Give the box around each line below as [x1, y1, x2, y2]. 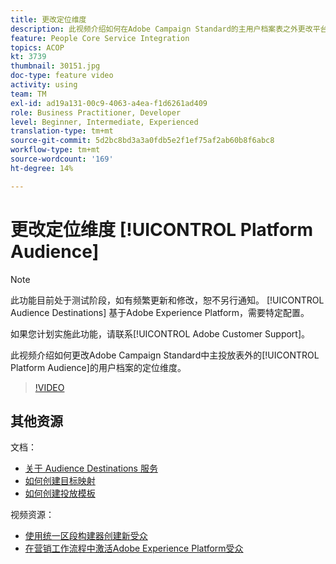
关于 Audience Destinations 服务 [24, 462, 158, 475]
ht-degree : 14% [10, 163, 74, 173]
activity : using [10, 80, 78, 90]
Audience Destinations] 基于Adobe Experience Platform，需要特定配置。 [10, 306, 310, 318]
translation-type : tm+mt [10, 126, 114, 136]
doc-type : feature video [10, 71, 114, 81]
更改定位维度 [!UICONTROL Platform [10, 218, 313, 241]
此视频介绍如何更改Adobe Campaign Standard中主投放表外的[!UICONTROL [10, 349, 320, 361]
